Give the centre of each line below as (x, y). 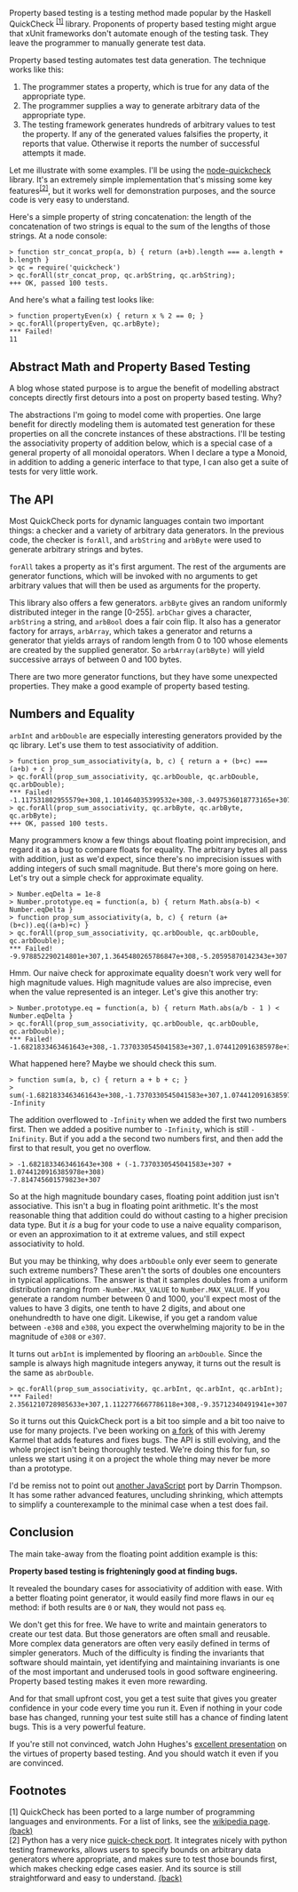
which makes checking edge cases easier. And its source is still (125, 1869)
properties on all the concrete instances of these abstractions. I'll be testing (147, 434)
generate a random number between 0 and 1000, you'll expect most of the (145, 1299)
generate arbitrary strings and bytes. (76, 549)
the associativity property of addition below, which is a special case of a (141, 443)
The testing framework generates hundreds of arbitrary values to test (149, 125)
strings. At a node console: (59, 236)
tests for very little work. (54, 471)
